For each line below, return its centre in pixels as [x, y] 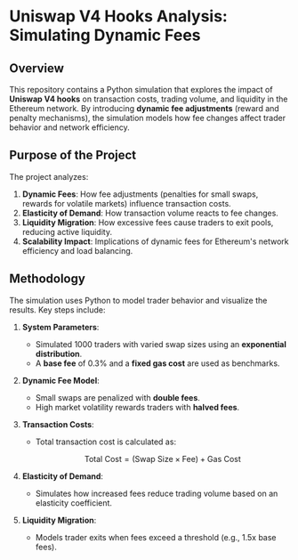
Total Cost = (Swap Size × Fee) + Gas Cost [163, 459]
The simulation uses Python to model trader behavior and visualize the [138, 300]
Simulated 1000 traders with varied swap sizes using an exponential [161, 344]
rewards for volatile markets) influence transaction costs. [126, 203]
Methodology [48, 279]
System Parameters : [60, 327]
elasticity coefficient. [74, 503]
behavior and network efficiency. [70, 127]
